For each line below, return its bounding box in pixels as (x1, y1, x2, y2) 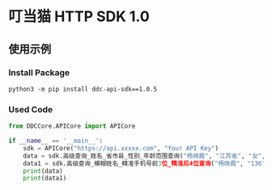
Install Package (8, 66, 70, 78)
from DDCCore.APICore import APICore (8, 122, 136, 130)
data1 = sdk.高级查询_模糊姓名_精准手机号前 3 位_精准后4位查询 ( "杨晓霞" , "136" (23, 159, 266, 167)
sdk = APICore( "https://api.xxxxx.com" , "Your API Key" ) (23, 144, 219, 152)
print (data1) (23, 175, 67, 183)
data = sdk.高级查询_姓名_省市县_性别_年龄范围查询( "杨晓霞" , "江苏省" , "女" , (23, 151, 266, 160)
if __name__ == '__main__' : (8, 137, 104, 146)
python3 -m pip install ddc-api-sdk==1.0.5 (8, 85, 158, 93)
